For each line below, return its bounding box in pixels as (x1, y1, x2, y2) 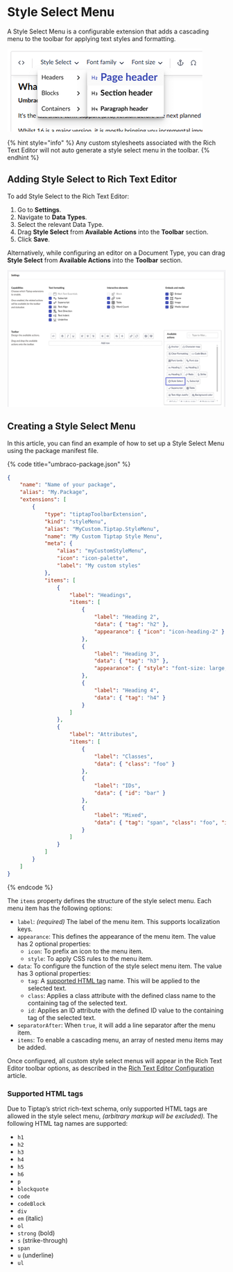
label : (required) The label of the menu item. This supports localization (17, 917, 221, 925)
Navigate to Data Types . (17, 213, 87, 221)
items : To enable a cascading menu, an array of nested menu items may (17, 1035, 223, 1044)
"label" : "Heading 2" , (94, 614, 159, 621)
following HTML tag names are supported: (7, 1119, 128, 1127)
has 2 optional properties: (17, 939, 92, 948)
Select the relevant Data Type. (17, 220, 104, 228)
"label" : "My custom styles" (56, 562, 141, 569)
